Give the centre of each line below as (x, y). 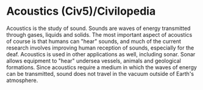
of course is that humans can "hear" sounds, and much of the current (94, 41)
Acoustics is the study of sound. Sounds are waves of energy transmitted (98, 28)
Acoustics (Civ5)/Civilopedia (81, 11)
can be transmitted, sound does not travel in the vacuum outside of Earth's (100, 73)
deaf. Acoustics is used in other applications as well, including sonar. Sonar (101, 54)
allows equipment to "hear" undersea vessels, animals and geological (94, 61)
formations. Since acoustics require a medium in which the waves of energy (101, 67)
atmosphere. (22, 80)
